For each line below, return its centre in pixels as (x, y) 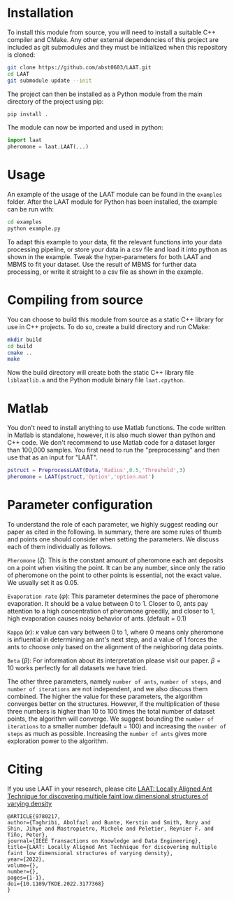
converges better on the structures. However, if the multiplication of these (114, 704)
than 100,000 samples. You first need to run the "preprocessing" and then (114, 450)
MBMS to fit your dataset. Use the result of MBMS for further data (102, 264)
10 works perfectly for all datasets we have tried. (77, 667)
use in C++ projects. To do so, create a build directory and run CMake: (109, 326)
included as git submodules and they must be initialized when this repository (117, 47)
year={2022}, (26, 859)
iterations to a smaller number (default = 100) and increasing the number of (117, 726)
